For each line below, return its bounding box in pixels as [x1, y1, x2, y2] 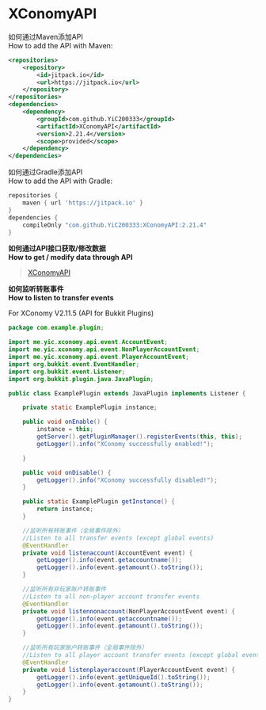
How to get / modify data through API [8, 253, 133, 262]
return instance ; [36, 505, 93, 513]
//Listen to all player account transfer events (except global [22, 651, 239, 659]
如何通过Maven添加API [8, 32, 83, 41]
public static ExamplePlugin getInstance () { [22, 498, 176, 506]
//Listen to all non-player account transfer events [22, 592, 200, 601]
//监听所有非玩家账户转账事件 [22, 586, 107, 594]
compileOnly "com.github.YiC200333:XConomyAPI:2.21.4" [22, 221, 207, 229]
